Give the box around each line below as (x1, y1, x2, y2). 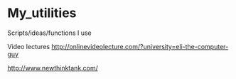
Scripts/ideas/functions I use (7, 28, 92, 37)
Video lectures (7, 42, 50, 51)
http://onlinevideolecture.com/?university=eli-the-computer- (51, 42, 229, 51)
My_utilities (7, 5, 77, 21)
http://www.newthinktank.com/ (7, 63, 98, 72)
